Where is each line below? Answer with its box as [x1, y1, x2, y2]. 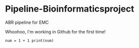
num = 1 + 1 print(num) [5, 38, 54, 43]
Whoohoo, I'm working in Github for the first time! [5, 29, 106, 34]
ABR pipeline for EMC [5, 19, 49, 25]
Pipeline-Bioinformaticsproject [5, 3, 135, 15]
